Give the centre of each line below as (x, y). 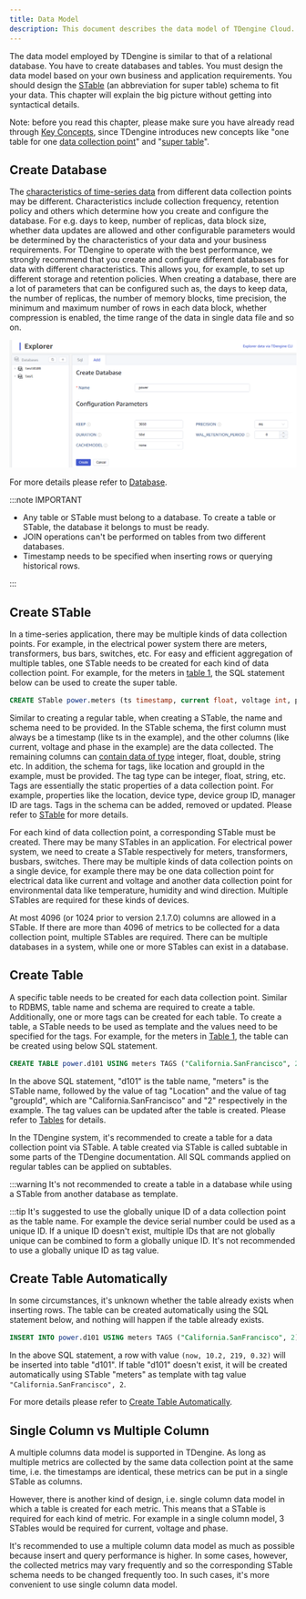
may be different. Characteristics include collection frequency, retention (144, 201)
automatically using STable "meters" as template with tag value (128, 1375)
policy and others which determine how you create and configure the (139, 211)
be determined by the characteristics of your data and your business (138, 241)
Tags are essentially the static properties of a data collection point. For (142, 785)
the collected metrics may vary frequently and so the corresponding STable (151, 1565)
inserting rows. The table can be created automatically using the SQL (139, 1310)
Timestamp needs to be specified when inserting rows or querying (148, 557)
